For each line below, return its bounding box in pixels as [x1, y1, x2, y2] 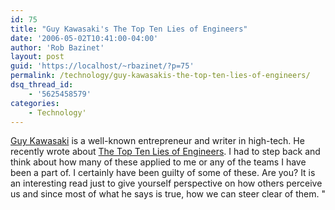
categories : [10, 98, 60, 108]
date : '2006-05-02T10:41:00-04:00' [10, 33, 159, 43]
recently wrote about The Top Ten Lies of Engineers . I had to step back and [10, 146, 321, 158]
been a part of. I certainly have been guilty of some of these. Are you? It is [10, 167, 316, 179]
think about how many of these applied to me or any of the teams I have [10, 156, 307, 168]
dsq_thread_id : [10, 80, 74, 90]
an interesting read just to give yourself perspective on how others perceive [10, 177, 323, 190]
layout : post [10, 52, 65, 62]
